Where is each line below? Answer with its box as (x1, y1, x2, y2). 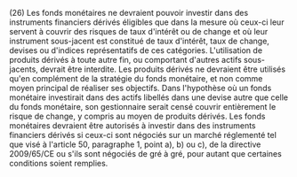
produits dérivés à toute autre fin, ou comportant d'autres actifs (9, 55, 242, 65)
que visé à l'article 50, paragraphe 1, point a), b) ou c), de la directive (9, 139, 261, 150)
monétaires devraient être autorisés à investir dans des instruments (9, 120, 256, 131)
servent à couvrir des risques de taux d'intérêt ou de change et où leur (9, 27, 269, 36)
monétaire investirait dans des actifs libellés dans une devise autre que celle (9, 92, 289, 103)
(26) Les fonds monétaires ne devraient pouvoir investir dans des (9, 8, 249, 18)
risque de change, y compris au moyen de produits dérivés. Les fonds (9, 111, 266, 121)
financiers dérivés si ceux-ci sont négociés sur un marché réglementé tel (9, 130, 277, 140)
